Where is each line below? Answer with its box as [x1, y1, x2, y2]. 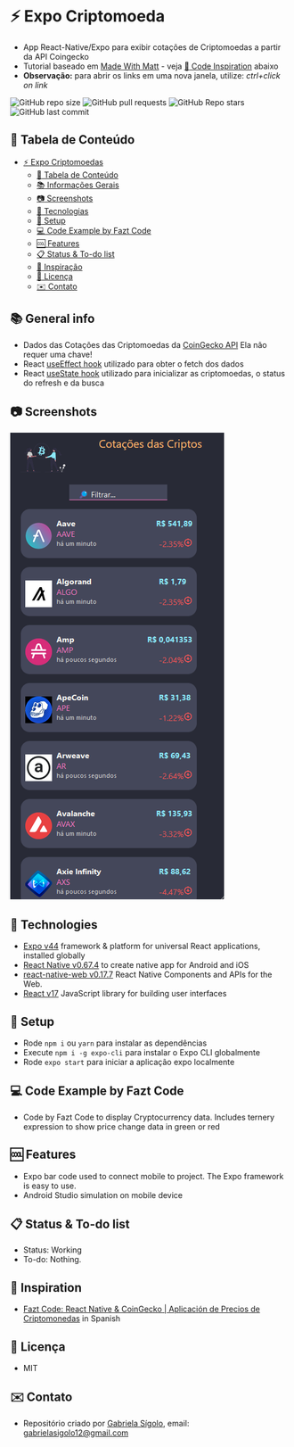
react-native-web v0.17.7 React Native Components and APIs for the [22, 969, 273, 980]
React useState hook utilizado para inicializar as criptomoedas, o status [22, 368, 286, 378]
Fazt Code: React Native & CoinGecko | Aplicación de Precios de [22, 1303, 261, 1315]
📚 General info [10, 311, 95, 327]
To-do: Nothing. [22, 1254, 82, 1265]
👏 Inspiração [36, 261, 83, 272]
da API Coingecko [22, 51, 90, 62]
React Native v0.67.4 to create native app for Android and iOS [22, 960, 249, 971]
